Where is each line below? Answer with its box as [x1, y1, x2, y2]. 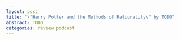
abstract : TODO [6, 19, 44, 25]
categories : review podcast [6, 25, 75, 31]
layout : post [6, 8, 38, 15]
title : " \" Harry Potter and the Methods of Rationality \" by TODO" [6, 14, 175, 20]
